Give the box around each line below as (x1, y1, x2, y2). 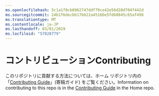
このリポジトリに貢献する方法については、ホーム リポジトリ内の (5, 73, 142, 79)
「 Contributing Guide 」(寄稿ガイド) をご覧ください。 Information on (5, 79, 149, 85)
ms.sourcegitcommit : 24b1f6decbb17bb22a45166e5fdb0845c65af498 (5, 12, 144, 17)
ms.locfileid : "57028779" (5, 31, 61, 36)
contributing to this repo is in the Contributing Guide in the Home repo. (5, 85, 155, 91)
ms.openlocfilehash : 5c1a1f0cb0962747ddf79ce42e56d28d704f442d (5, 7, 144, 13)
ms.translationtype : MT (5, 17, 57, 22)
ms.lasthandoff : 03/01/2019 (5, 27, 66, 32)
